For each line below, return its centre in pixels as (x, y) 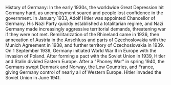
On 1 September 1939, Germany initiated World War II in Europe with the (81, 51)
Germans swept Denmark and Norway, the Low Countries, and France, (80, 67)
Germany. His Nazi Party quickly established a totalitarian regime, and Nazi (84, 23)
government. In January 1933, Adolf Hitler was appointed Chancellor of (80, 18)
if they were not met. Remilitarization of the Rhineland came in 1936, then (82, 34)
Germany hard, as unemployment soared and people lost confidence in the (84, 13)
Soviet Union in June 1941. (33, 78)
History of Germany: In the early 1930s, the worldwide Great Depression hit (84, 7)
